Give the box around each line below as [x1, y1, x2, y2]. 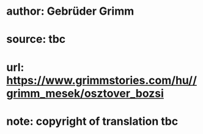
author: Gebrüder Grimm [6, 4, 135, 18]
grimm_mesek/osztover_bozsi [6, 86, 164, 100]
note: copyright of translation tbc [6, 114, 179, 128]
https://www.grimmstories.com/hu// [6, 73, 197, 87]
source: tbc [6, 32, 66, 47]
